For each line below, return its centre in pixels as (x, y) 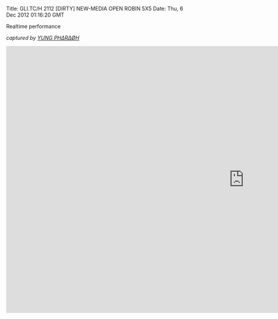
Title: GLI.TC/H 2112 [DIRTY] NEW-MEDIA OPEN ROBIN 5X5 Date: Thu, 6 (95, 9)
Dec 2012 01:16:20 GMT (35, 15)
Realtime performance (34, 26)
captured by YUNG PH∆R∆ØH (43, 38)
